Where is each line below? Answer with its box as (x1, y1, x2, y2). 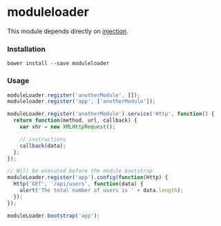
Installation (7, 44, 46, 54)
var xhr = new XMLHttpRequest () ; (19, 124, 116, 131)
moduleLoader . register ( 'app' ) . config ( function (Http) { (7, 174, 169, 181)
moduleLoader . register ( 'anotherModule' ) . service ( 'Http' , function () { (7, 111, 215, 117)
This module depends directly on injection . (7, 27, 129, 35)
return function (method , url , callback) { (13, 117, 137, 124)
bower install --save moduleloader (7, 60, 110, 67)
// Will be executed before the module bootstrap (7, 167, 153, 175)
